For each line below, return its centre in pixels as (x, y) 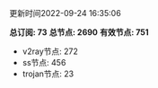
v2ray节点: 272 (50, 51)
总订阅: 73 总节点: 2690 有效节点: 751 (79, 32)
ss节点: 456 (44, 62)
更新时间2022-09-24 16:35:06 (65, 13)
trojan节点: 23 (48, 74)
